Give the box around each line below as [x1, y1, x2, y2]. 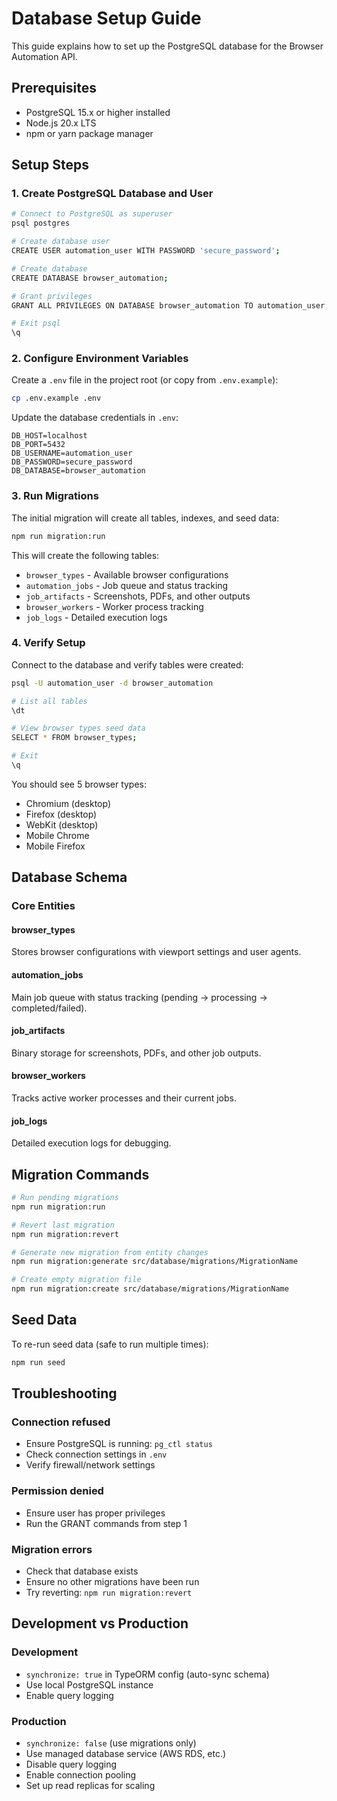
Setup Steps [11, 157, 89, 174]
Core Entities [11, 899, 76, 913]
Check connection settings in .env [25, 1448, 168, 1461]
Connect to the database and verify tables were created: [11, 658, 244, 671]
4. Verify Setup [11, 636, 86, 650]
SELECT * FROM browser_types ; [11, 733, 138, 743]
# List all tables [11, 696, 88, 706]
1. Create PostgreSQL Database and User [11, 187, 214, 201]
